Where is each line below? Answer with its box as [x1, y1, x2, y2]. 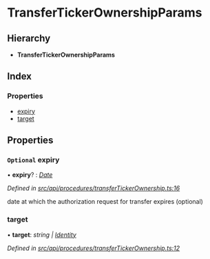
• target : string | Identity [7, 230, 77, 239]
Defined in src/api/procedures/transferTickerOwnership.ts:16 [7, 184, 180, 193]
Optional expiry [7, 155, 60, 164]
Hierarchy [7, 32, 51, 44]
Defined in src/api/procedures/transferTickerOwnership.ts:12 [7, 244, 180, 252]
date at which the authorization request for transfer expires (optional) [7, 198, 203, 206]
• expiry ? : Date [7, 171, 53, 179]
